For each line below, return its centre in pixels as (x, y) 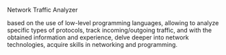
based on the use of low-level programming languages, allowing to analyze (113, 23)
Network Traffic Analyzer (42, 10)
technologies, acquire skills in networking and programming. (92, 44)
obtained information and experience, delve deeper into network (98, 37)
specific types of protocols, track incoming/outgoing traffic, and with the (110, 30)
